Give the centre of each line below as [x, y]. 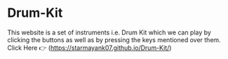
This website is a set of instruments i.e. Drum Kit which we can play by [109, 32]
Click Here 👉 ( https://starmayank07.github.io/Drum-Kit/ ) [89, 48]
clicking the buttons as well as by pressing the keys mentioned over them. [114, 39]
